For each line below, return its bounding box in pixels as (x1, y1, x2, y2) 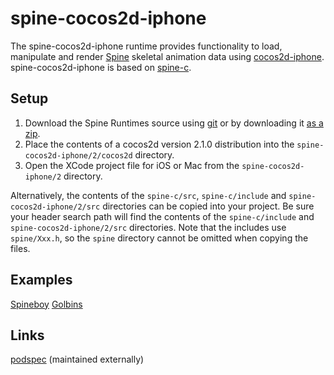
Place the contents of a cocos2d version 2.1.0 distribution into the (24, 138, 295, 150)
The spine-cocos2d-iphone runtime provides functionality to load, (10, 40, 283, 52)
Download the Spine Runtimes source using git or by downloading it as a (24, 117, 324, 129)
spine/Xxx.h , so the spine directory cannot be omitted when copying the (10, 232, 309, 244)
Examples (10, 272, 73, 289)
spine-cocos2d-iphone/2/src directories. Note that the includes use (10, 221, 287, 233)
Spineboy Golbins (10, 298, 83, 310)
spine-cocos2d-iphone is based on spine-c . (10, 61, 192, 73)
